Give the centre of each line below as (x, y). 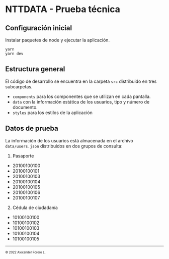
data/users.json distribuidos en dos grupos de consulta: (64, 146)
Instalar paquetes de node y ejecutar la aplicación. (57, 40)
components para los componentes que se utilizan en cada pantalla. (81, 96)
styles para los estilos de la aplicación (53, 113)
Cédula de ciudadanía (35, 208)
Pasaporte (23, 156)
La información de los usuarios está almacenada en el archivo (69, 140)
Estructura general (35, 69)
